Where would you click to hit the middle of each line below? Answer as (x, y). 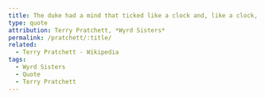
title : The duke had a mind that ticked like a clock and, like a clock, (133, 15)
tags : (17, 60)
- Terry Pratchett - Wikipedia (67, 52)
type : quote (28, 23)
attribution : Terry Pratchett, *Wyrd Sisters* (87, 30)
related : (23, 45)
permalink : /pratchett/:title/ (60, 38)
